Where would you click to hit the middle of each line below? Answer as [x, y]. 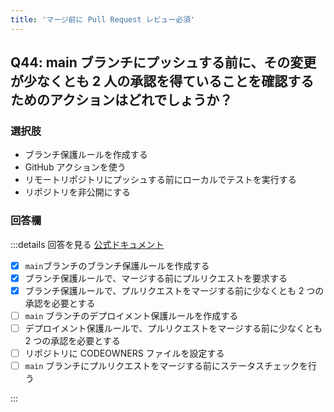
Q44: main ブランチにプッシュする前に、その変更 [163, 62]
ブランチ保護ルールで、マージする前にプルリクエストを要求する [156, 278]
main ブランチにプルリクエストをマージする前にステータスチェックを [166, 365]
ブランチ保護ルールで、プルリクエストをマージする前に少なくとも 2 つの [174, 290]
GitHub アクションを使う [75, 167]
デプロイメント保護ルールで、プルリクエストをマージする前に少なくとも [173, 328]
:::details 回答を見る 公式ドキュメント [87, 244]
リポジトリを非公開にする [77, 192]
